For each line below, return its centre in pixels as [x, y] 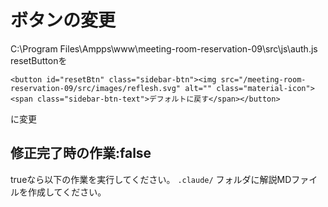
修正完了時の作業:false [81, 153]
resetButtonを [39, 60]
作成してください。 [67, 192]
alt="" [198, 88]
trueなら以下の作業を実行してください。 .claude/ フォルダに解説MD [151, 179]
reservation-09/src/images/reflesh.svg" [96, 88]
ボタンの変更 [63, 20]
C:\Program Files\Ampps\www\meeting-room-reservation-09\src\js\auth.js [164, 48]
